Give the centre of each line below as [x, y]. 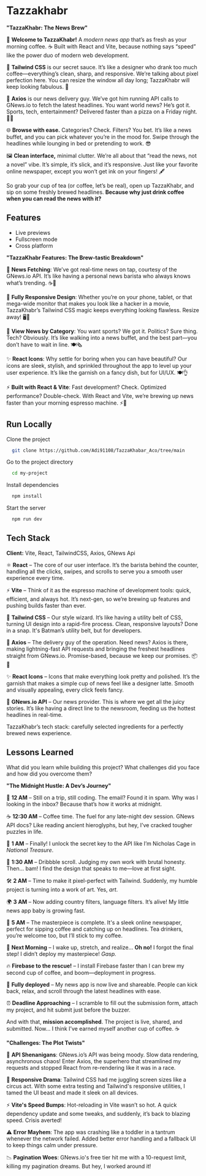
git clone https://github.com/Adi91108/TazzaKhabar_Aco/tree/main [98, 450]
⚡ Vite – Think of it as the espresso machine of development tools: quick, [99, 590]
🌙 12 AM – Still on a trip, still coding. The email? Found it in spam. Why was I [102, 797]
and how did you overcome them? [49, 774]
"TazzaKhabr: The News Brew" [47, 28]
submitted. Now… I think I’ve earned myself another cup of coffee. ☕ [93, 1028]
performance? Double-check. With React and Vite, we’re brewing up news [100, 395]
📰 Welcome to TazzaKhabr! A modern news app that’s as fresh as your [97, 39]
